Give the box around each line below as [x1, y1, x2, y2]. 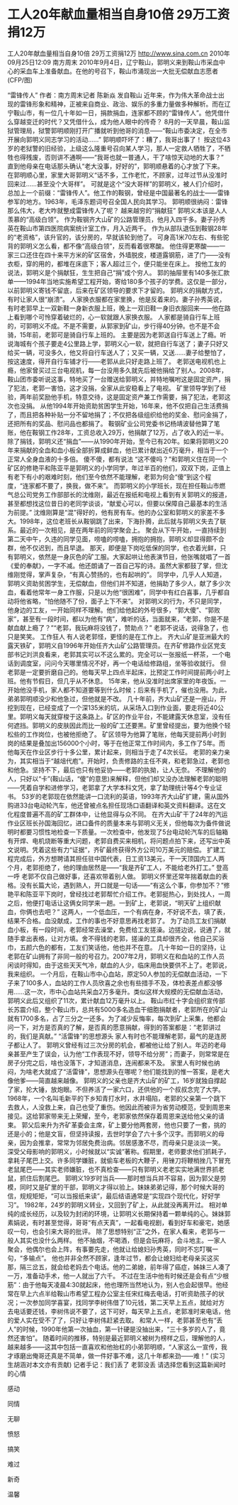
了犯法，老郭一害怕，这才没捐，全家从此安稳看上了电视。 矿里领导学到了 [7, 384, 220, 392]
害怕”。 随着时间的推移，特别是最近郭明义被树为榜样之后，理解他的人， [19, 1333, 229, 1342]
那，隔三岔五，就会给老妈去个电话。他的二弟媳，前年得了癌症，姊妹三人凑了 [7, 1262, 231, 1271]
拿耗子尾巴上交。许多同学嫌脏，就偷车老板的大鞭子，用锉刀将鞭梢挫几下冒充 [7, 1156, 231, 1165]
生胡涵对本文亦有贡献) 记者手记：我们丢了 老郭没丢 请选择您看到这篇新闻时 [7, 1360, 226, 1369]
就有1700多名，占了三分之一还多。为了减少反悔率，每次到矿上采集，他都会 [7, 1014, 227, 1023]
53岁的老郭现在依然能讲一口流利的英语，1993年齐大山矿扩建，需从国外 [21, 792, 229, 800]
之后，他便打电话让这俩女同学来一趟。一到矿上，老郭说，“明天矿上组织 [7, 898, 215, 907]
